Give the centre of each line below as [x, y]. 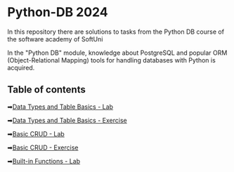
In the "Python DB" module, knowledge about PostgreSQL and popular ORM [117, 53]
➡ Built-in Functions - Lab [44, 161]
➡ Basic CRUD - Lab [36, 133]
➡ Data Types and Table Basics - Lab [60, 107]
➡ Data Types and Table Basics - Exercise [67, 120]
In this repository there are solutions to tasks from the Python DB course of [116, 32]
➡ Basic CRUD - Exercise [43, 147]
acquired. [21, 67]
